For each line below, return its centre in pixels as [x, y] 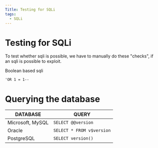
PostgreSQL [21, 138]
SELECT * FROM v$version [82, 130]
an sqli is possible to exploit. [33, 61]
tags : [10, 14]
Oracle [15, 130]
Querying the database [53, 99]
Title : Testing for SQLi [30, 9]
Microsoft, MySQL [28, 123]
